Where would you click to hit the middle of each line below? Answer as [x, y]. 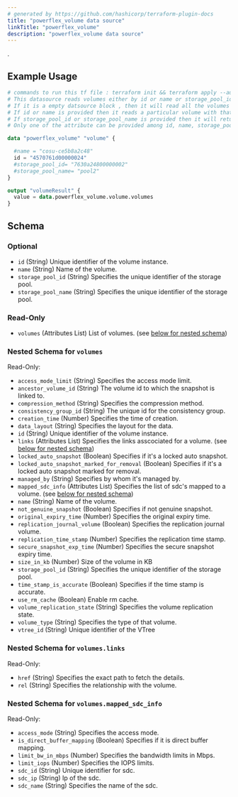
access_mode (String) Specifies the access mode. [88, 733]
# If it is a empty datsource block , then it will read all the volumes [119, 106]
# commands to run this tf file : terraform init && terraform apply [112, 93]
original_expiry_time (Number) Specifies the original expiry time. [114, 516]
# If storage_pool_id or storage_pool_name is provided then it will [112, 119]
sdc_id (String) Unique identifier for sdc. [76, 771]
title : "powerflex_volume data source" [66, 21]
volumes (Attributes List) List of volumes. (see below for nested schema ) [123, 333]
